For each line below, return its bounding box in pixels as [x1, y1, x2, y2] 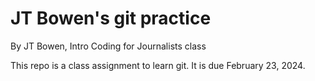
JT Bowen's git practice [10, 7, 212, 30]
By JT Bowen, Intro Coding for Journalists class [10, 40, 207, 52]
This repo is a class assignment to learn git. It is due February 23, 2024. [10, 59, 306, 71]
